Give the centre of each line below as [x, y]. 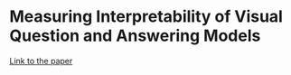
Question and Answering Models [135, 36]
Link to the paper [41, 61]
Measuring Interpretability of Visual [146, 17]
